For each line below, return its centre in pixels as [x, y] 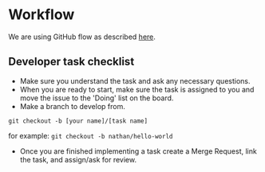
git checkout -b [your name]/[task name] [78, 121]
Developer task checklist [71, 62]
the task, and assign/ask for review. [78, 159]
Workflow [42, 15]
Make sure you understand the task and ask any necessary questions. [135, 80]
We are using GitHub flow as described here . [82, 37]
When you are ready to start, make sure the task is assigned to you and [137, 89]
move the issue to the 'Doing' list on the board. [97, 98]
